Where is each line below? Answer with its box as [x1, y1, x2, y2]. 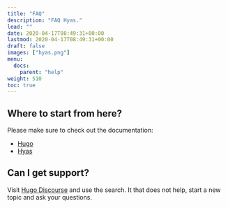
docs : [13, 62, 30, 69]
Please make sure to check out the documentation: [7, 126, 153, 135]
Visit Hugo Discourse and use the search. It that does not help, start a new [7, 186, 221, 194]
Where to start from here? [7, 107, 122, 119]
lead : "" [7, 23, 33, 30]
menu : [7, 56, 23, 63]
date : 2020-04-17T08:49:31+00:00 [7, 29, 105, 37]
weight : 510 [7, 75, 42, 82]
